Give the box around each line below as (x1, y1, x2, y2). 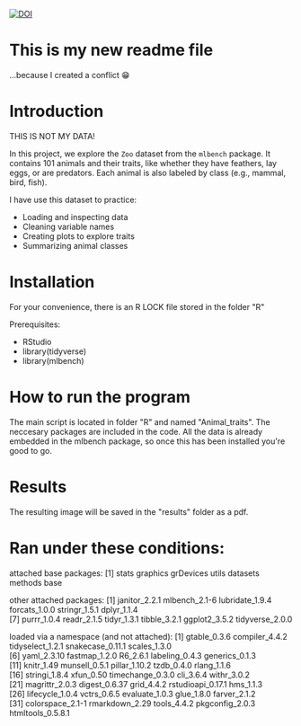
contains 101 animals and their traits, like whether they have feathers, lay (9, 157, 277, 168)
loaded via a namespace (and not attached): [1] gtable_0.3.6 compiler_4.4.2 (9, 631, 288, 642)
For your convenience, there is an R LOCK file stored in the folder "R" (9, 301, 265, 312)
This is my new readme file (9, 40, 214, 60)
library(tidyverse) (22, 346, 87, 357)
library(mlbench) (22, 355, 84, 366)
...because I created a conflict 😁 (9, 69, 130, 80)
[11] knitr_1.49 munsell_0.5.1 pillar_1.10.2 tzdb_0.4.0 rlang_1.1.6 (9, 660, 232, 670)
